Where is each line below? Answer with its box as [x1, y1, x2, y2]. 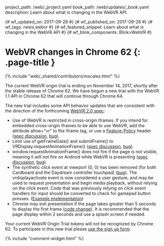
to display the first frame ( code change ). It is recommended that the [12, 206, 149, 212]
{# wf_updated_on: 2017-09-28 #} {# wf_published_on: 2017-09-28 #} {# [5, 19, 153, 25]
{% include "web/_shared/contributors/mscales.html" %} [5, 73, 120, 79]
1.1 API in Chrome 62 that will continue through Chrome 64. [5, 93, 124, 99]
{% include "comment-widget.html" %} [5, 235, 84, 241]
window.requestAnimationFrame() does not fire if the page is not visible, [12, 148, 158, 154]
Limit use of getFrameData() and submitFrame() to [12, 138, 114, 144]
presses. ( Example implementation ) [12, 195, 84, 201]
